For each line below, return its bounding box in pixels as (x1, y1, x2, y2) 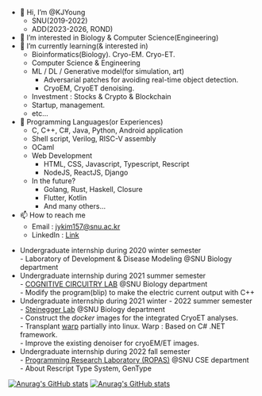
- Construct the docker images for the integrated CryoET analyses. (19, 313, 239, 322)
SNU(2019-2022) (31, 16, 88, 25)
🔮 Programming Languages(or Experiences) (19, 117, 164, 126)
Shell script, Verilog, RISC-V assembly (31, 134, 156, 143)
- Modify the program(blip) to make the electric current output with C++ (19, 288, 256, 297)
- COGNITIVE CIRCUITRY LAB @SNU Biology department (19, 279, 208, 289)
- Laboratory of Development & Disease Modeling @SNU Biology (19, 254, 233, 263)
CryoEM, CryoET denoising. (43, 83, 135, 93)
